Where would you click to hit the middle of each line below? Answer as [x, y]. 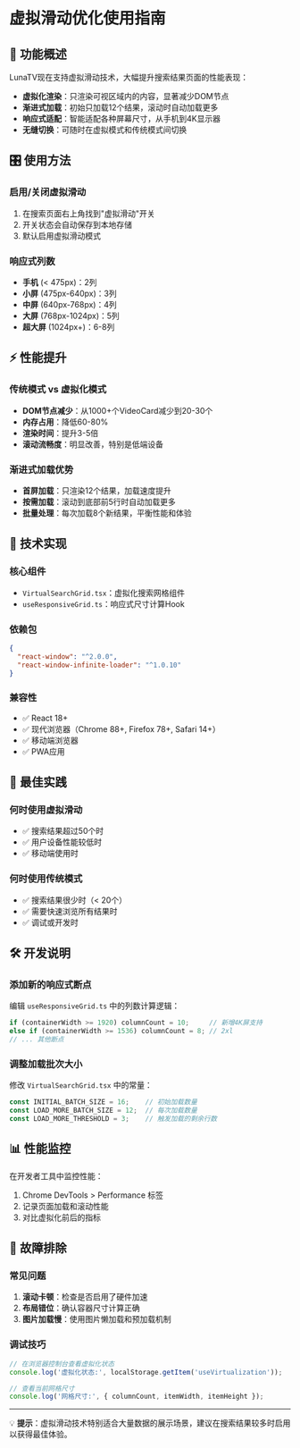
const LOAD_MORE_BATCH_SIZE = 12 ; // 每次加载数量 [104, 1111]
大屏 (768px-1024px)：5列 [71, 316]
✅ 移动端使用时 [50, 854]
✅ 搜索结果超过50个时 [63, 831]
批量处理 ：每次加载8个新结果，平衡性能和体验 [107, 513]
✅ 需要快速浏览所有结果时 [70, 911]
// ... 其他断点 [37, 1040]
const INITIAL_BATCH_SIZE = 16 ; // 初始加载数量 [104, 1102]
